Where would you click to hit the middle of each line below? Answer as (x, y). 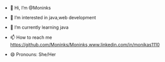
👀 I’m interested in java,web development (53, 17)
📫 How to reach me (31, 37)
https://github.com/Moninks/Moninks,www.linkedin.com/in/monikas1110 (85, 45)
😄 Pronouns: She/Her (33, 54)
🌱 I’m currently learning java (39, 27)
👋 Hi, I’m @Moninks (30, 8)
